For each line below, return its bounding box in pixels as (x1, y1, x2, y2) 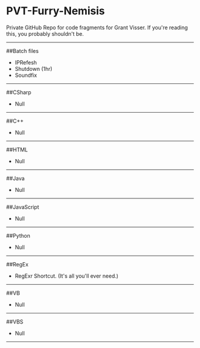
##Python (6, 232, 31, 239)
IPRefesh (14, 58, 37, 66)
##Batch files (6, 47, 39, 54)
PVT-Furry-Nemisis (6, 4, 105, 18)
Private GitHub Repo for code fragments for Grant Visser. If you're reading (6, 24, 188, 31)
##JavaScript (6, 203, 39, 210)
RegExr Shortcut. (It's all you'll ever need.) (14, 272, 119, 279)
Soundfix (14, 72, 37, 79)
